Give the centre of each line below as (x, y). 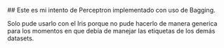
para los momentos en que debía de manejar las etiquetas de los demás (111, 31)
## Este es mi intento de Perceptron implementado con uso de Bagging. (111, 10)
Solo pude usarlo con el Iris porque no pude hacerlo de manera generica (112, 23)
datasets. (21, 38)
